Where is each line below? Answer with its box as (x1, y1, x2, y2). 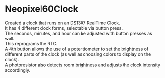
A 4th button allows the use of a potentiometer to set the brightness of (5, 46, 149, 52)
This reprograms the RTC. (5, 40, 58, 46)
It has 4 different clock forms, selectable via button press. (5, 25, 123, 31)
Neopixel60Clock (5, 3, 78, 15)
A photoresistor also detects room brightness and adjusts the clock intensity (5, 62, 161, 68)
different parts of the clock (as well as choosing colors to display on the (5, 51, 151, 57)
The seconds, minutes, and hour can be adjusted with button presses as (5, 30, 152, 36)
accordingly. (5, 67, 31, 73)
